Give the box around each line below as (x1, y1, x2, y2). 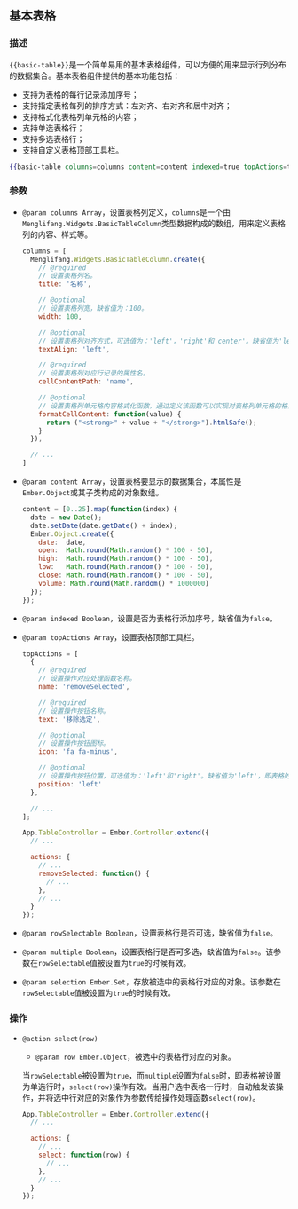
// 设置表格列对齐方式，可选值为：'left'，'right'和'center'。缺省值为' (38, 336, 284, 345)
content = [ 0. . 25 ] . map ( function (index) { (21, 505, 178, 514)
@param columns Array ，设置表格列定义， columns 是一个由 (21, 207, 231, 217)
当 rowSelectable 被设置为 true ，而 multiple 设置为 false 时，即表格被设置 (21, 1070, 282, 1080)
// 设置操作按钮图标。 (38, 739, 110, 748)
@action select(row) (21, 1034, 98, 1043)
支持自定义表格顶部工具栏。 (21, 145, 124, 155)
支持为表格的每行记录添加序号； (21, 89, 139, 99)
